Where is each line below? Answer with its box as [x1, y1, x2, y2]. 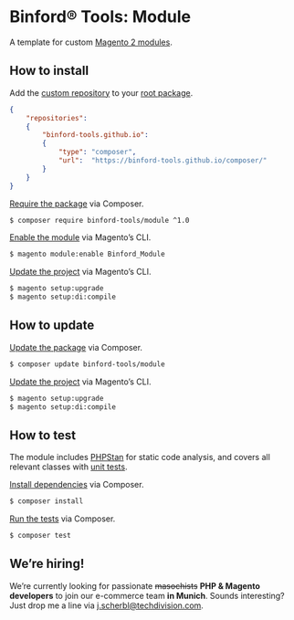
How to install [9, 63, 89, 79]
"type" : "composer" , [58, 148, 137, 157]
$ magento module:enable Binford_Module [9, 249, 166, 259]
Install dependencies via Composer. [9, 479, 144, 490]
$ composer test [9, 531, 71, 541]
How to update [9, 318, 95, 333]
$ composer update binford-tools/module [9, 359, 166, 369]
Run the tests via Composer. [9, 513, 116, 524]
